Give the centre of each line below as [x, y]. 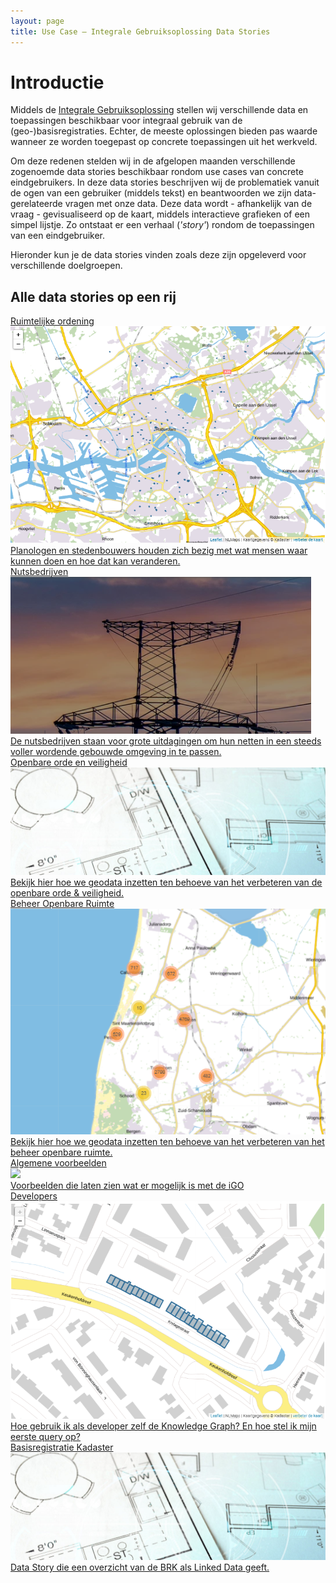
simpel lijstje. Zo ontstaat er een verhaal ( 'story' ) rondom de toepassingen [162, 225]
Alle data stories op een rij [93, 296]
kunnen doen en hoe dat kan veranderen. [95, 561]
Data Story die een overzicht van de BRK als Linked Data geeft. [140, 1567]
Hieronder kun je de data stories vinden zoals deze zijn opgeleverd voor [158, 255]
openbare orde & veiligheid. [67, 893]
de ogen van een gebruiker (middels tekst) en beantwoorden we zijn [151, 193]
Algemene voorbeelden [58, 1163]
